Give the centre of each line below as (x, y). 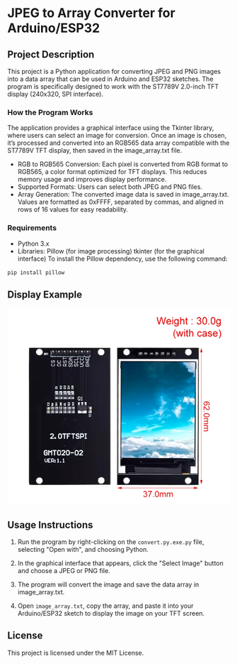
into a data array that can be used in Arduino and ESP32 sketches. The (110, 79)
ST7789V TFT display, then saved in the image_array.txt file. (95, 151)
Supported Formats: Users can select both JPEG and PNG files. (110, 187)
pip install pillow (36, 272)
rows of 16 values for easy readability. (73, 209)
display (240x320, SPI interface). (56, 94)
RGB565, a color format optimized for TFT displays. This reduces (112, 172)
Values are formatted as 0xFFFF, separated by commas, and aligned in (121, 202)
